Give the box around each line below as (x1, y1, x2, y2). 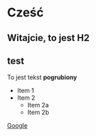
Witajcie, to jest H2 (7, 32, 90, 44)
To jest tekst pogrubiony (7, 73, 77, 81)
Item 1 (16, 87, 34, 95)
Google (7, 122, 28, 130)
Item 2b (27, 108, 49, 117)
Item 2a (27, 101, 49, 109)
